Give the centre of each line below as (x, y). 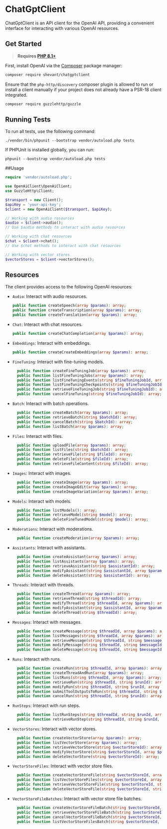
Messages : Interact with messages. (47, 622)
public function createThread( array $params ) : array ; (74, 594)
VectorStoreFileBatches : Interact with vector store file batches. (77, 799)
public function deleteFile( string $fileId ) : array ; (73, 459)
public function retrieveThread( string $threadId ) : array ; (80, 599)
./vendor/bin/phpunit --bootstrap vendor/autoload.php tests (70, 140)
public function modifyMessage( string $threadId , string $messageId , (90, 645)
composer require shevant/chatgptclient (48, 75)
